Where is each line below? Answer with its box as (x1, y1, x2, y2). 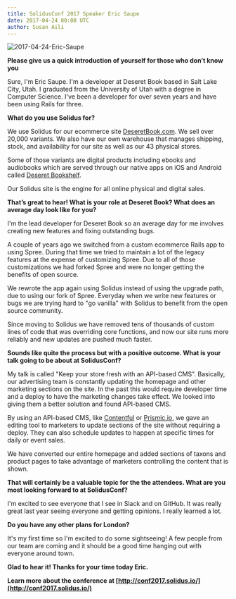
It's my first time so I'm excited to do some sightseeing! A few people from (7, 534, 223, 543)
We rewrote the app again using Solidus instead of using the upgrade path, (7, 284, 224, 292)
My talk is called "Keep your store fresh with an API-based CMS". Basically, (7, 370, 225, 378)
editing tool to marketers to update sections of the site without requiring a (7, 421, 221, 430)
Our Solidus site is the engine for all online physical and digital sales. (7, 185, 206, 193)
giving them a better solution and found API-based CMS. (7, 400, 171, 409)
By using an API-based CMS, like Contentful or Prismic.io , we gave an (7, 414, 209, 422)
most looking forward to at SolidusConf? (7, 486, 128, 494)
